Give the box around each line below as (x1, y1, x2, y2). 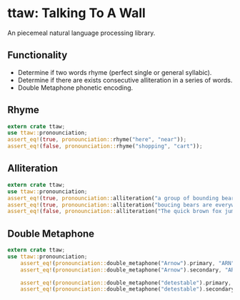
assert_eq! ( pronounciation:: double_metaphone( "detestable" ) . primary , (20, 279, 232, 286)
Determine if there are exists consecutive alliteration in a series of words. (17, 76, 233, 84)
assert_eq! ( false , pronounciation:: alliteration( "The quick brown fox (7, 208, 222, 215)
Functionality (7, 49, 68, 61)
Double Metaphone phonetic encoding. (17, 83, 134, 92)
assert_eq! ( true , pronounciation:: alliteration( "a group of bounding (7, 195, 219, 202)
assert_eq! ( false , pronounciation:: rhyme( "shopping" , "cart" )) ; (7, 143, 203, 150)
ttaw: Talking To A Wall (7, 5, 146, 21)
